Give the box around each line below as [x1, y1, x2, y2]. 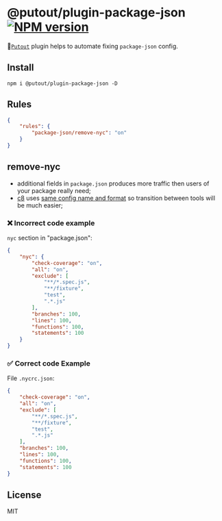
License [7, 489, 42, 500]
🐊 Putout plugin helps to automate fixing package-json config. [7, 42, 178, 50]
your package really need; [16, 186, 91, 194]
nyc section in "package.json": [7, 234, 92, 242]
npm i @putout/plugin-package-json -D [7, 80, 118, 87]
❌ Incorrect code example [7, 218, 95, 227]
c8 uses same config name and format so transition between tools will [16, 194, 216, 202]
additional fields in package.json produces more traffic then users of [16, 179, 210, 188]
